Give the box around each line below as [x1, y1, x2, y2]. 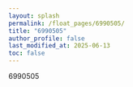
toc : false [8, 49, 45, 57]
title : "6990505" [8, 27, 67, 35]
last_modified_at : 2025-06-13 [8, 42, 111, 50]
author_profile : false [8, 34, 85, 43]
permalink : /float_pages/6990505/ [8, 19, 126, 27]
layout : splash [8, 11, 60, 20]
